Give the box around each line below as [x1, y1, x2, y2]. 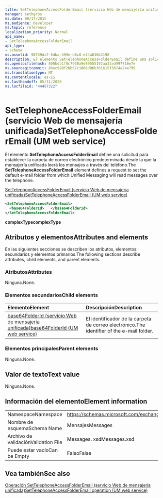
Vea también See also [5, 469, 70, 478]
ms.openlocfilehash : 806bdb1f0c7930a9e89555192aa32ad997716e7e [5, 61, 136, 66]
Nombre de [7, 419, 33, 426]
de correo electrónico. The [85, 321, 146, 328]
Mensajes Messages [67, 422, 113, 429]
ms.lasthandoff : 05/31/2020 [5, 79, 62, 84]
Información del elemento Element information [5, 397, 147, 405]
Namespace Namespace [7, 411, 63, 418]
